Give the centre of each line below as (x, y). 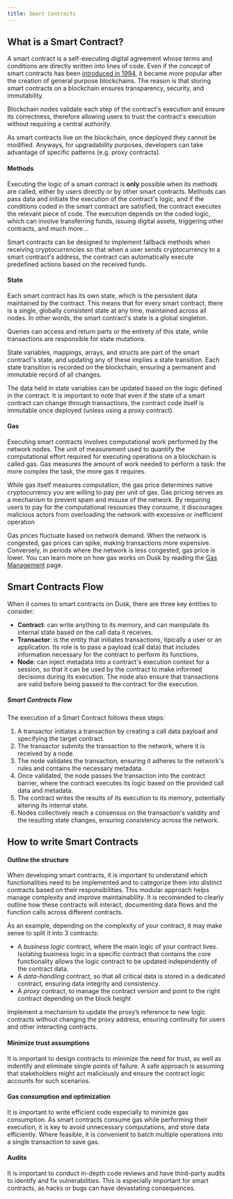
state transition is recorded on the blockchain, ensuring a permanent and (112, 367)
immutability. (25, 96)
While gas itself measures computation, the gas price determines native (110, 485)
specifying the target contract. (61, 738)
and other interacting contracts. (53, 1027)
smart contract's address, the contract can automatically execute (101, 257)
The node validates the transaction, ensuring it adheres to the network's (121, 760)
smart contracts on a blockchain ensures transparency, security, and (105, 89)
